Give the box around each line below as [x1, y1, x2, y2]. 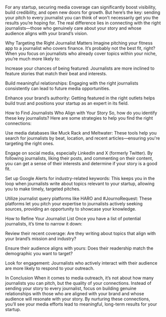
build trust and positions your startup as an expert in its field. [5, 100, 129, 106]
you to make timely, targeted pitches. [5, 186, 81, 192]
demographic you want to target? [5, 251, 73, 256]
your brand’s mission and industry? [5, 236, 77, 241]
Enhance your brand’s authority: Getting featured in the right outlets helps [5, 95, 155, 101]
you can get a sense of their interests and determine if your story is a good [5, 161, 158, 166]
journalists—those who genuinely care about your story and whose [5, 25, 142, 31]
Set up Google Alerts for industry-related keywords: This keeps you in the [5, 176, 155, 181]
